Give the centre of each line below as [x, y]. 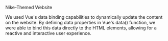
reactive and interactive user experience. [49, 33]
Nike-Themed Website [29, 7]
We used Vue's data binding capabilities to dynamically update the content [84, 17]
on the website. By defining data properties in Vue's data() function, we [80, 23]
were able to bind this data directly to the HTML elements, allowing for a [81, 28]
